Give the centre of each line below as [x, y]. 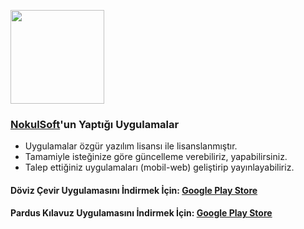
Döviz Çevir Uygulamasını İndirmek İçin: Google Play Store [134, 190]
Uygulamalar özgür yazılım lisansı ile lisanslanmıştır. [131, 146]
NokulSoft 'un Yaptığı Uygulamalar [95, 124]
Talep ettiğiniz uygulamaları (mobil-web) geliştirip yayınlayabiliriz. [159, 167]
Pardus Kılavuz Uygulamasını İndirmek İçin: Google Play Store [141, 213]
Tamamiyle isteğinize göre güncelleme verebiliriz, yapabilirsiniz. [156, 157]
